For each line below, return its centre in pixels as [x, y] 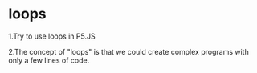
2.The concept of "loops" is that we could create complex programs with [128, 51]
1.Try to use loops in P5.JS [52, 36]
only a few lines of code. [49, 60]
